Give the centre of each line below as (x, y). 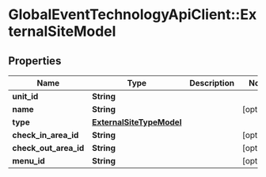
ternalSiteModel (62, 31)
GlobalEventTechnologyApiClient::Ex (133, 15)
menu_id (28, 161)
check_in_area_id (46, 135)
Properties (35, 61)
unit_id (25, 96)
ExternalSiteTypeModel (137, 122)
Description (212, 83)
